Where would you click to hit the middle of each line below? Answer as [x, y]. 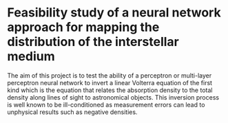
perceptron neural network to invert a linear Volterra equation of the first [110, 82]
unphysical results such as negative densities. [72, 112]
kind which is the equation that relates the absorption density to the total [110, 90]
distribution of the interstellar [93, 42]
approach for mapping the [83, 27]
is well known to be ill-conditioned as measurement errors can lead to [106, 104]
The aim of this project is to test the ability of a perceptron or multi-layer [110, 75]
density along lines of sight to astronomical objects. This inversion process [113, 97]
